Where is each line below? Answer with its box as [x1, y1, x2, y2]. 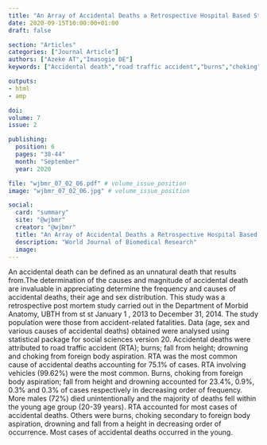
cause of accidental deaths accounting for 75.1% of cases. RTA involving [8, 360, 246, 370]
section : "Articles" [8, 41, 77, 48]
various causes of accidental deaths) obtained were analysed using [8, 327, 230, 336]
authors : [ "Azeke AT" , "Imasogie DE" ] [8, 56, 133, 64]
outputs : [8, 77, 37, 85]
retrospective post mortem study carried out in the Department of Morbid [8, 301, 249, 311]
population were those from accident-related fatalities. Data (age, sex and [8, 318, 250, 327]
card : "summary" [15, 208, 69, 217]
